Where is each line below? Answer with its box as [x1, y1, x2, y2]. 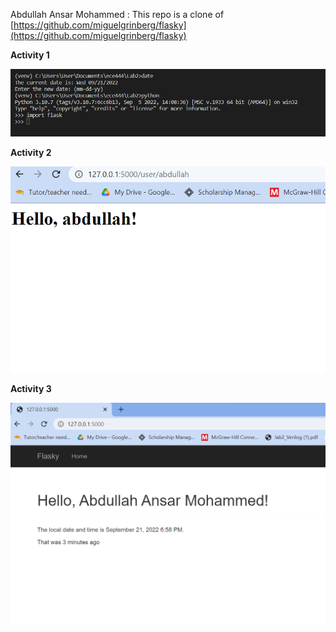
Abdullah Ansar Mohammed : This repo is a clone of [10, 9, 225, 20]
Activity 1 [10, 49, 50, 61]
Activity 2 [10, 147, 52, 159]
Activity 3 [10, 383, 52, 395]
